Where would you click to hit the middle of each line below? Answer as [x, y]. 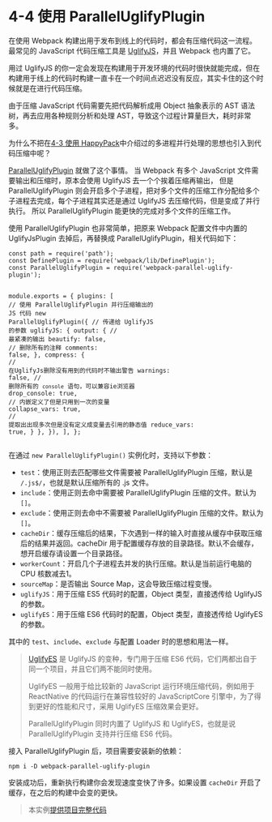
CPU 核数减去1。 [48, 573]
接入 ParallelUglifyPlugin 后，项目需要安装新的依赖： [96, 751]
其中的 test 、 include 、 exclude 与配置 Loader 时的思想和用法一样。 [121, 641]
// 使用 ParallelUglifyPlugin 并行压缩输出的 [81, 305]
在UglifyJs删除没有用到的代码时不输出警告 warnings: [89, 370]
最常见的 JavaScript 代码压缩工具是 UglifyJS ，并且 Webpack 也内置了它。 [132, 50]
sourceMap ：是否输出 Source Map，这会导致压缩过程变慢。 [118, 584]
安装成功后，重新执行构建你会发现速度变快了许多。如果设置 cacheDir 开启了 [135, 782]
